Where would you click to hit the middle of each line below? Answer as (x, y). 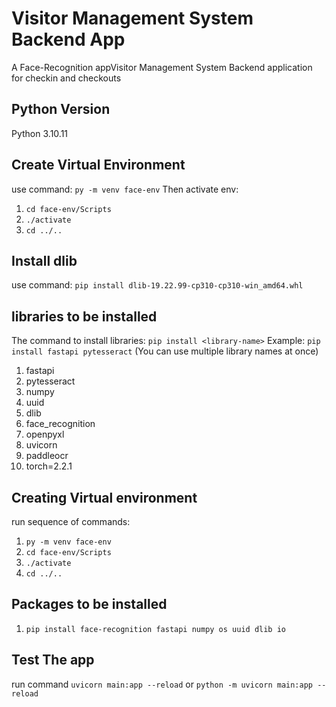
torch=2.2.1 (49, 466)
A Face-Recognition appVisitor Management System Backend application (162, 67)
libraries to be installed (84, 316)
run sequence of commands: (71, 521)
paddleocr (47, 456)
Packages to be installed (89, 604)
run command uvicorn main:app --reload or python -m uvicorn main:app (162, 684)
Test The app (53, 660)
